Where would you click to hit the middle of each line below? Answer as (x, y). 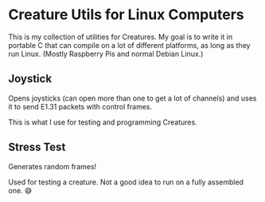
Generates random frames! (53, 166)
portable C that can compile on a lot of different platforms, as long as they (129, 45)
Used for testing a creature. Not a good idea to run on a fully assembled (126, 182)
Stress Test (37, 147)
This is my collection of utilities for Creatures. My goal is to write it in (121, 37)
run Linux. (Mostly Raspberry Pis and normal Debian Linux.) (106, 53)
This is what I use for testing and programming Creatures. (103, 122)
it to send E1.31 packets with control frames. (80, 106)
